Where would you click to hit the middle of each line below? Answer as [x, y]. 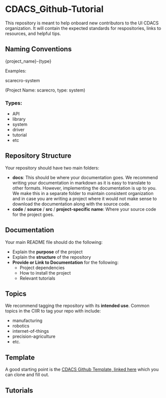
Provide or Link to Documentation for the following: [65, 262]
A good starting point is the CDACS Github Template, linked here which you [82, 370]
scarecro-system [23, 80]
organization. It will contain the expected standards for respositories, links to [83, 28]
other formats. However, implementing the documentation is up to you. [84, 188]
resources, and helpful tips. [33, 33]
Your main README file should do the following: [54, 242]
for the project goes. [33, 214]
